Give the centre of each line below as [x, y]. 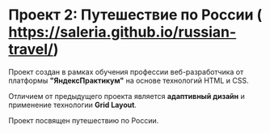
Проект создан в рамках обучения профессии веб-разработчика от [126, 71]
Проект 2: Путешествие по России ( [135, 15]
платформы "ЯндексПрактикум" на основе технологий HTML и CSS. [129, 80]
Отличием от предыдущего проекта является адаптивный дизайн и [127, 96]
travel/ [31, 49]
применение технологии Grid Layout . [73, 105]
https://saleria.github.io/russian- [122, 32]
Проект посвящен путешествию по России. [84, 120]
